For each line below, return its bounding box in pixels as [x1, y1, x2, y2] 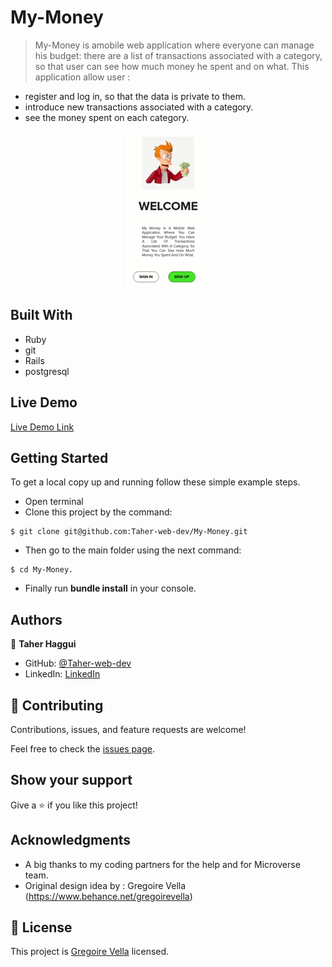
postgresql [24, 365, 70, 377]
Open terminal [24, 496, 84, 508]
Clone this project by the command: [24, 506, 173, 518]
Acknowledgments [10, 832, 132, 849]
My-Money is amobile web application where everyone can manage [34, 39, 315, 51]
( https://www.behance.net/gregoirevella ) [24, 890, 193, 902]
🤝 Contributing [10, 697, 104, 714]
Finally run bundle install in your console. [24, 582, 197, 595]
